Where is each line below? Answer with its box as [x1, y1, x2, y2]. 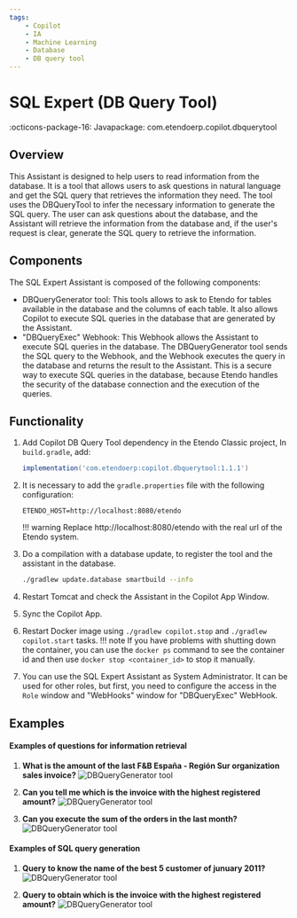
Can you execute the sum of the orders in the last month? [21, 813, 238, 824]
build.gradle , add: [21, 447, 91, 458]
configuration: [21, 490, 74, 500]
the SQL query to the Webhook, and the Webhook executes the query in [21, 350, 285, 361]
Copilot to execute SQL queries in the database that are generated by [21, 312, 276, 324]
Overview [9, 147, 65, 162]
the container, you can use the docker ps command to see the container [21, 645, 285, 655]
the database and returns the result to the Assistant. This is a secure [21, 360, 272, 371]
